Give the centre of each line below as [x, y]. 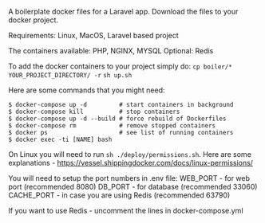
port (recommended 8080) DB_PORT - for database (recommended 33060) [133, 187]
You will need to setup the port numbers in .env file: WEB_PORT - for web [129, 178]
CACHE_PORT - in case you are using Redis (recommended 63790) [119, 195]
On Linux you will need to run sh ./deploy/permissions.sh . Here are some [130, 154]
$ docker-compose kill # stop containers [94, 111]
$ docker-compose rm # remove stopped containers [112, 126]
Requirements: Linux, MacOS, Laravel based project [94, 35]
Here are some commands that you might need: [87, 90]
